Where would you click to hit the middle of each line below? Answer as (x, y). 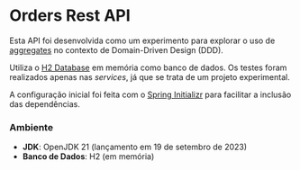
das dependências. (45, 103)
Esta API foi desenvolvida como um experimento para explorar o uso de (142, 40)
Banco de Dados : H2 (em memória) (88, 157)
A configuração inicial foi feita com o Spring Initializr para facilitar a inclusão (150, 94)
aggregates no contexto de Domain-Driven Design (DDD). (116, 49)
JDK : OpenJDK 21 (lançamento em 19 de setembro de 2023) (135, 147)
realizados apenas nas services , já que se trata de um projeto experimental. (150, 76)
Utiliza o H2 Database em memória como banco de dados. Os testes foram (148, 67)
